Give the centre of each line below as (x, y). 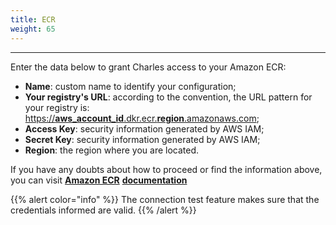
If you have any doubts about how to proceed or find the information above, (166, 169)
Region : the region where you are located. (112, 150)
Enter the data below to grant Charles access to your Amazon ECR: (148, 67)
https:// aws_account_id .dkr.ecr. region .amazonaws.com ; (142, 118)
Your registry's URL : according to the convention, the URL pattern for (168, 97)
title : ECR (33, 19)
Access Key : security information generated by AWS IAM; (144, 128)
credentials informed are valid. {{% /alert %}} (103, 210)
